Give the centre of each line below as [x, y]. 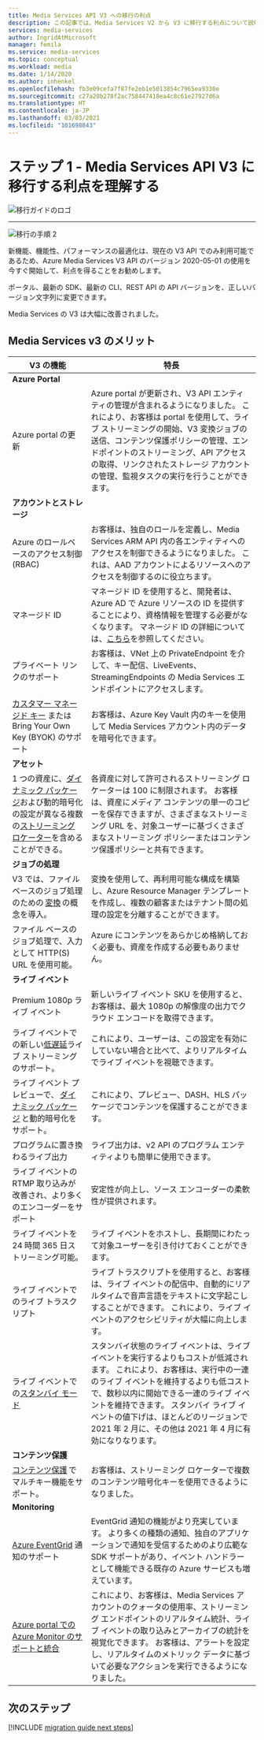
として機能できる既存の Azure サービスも [167, 1568]
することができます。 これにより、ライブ [166, 1307]
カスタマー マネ [41, 704]
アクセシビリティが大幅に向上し [181, 1319]
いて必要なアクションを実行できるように [165, 1666]
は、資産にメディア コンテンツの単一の [162, 802]
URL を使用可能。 [44, 965]
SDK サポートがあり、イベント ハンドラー [168, 1556]
